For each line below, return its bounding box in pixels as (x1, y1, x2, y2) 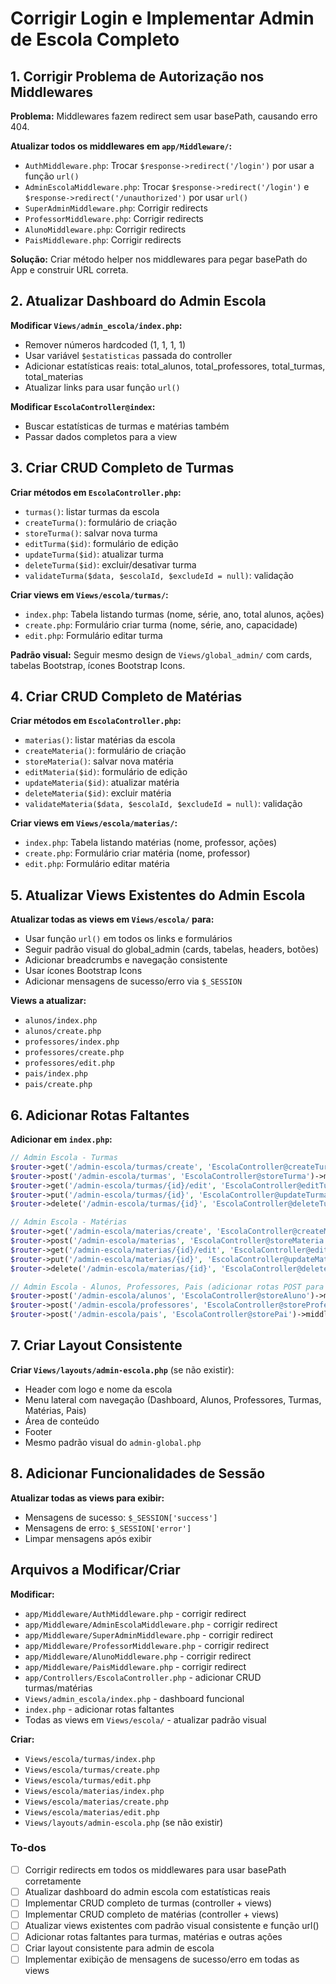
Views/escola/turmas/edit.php (24, 1775, 152, 1786)
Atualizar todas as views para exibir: (10, 1492, 165, 1504)
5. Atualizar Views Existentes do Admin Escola (10, 887, 306, 904)
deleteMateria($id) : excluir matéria (24, 787, 172, 799)
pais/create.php (24, 1080, 93, 1090)
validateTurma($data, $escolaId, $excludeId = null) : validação (24, 569, 294, 581)
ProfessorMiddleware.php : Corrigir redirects (24, 213, 204, 224)
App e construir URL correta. (10, 264, 129, 276)
